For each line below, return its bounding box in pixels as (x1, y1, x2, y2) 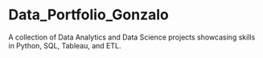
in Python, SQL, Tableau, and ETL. (8, 40, 121, 50)
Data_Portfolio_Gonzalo (8, 6, 169, 24)
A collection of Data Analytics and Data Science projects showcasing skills (8, 32, 256, 42)
